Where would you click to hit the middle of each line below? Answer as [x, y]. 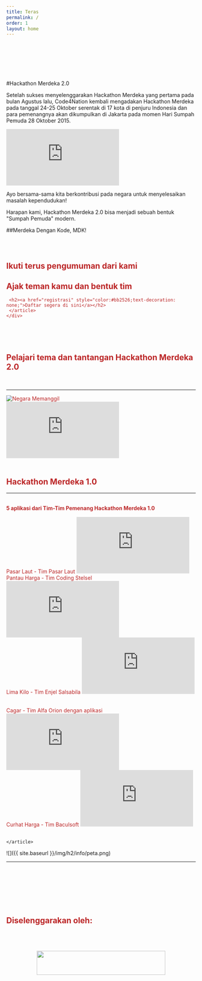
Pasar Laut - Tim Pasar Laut [41, 572]
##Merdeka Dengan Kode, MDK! [47, 230]
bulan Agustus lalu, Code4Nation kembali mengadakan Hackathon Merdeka [100, 102]
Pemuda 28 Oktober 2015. [38, 121]
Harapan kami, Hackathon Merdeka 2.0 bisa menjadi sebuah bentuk [90, 212]
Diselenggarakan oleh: [50, 920]
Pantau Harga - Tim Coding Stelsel [49, 578]
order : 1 [17, 23]
